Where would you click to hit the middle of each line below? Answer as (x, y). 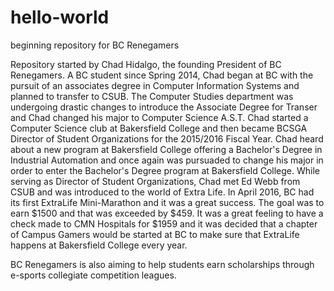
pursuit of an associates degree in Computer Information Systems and (155, 85)
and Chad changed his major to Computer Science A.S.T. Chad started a (159, 117)
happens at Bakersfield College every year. (99, 245)
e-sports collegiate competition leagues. (93, 275)
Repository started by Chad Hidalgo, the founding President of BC (146, 64)
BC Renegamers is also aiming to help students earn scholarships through (162, 264)
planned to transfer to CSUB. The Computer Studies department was (152, 96)
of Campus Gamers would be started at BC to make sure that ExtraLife (155, 234)
